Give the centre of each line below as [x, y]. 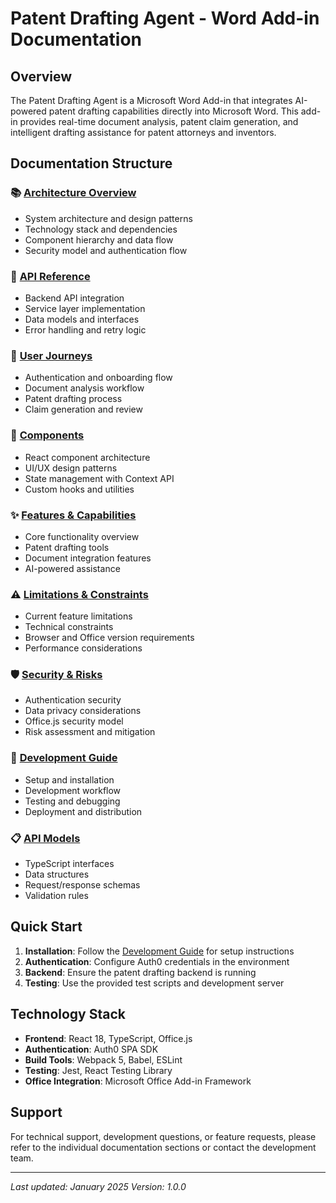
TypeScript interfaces [69, 864]
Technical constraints [69, 627]
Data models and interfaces [82, 319]
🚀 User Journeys [51, 355]
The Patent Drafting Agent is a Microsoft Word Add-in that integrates [151, 100]
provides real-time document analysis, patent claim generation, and [159, 121]
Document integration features [88, 558]
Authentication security [73, 700]
